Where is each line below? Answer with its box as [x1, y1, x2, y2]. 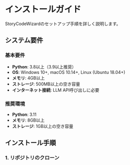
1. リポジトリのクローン [5, 154, 60, 161]
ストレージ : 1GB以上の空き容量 [12, 123, 74, 129]
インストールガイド [5, 4, 81, 15]
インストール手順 [5, 139, 56, 147]
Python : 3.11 [12, 111, 37, 117]
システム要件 [5, 36, 44, 44]
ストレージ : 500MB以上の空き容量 [12, 81, 81, 87]
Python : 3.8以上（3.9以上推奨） [12, 64, 77, 69]
